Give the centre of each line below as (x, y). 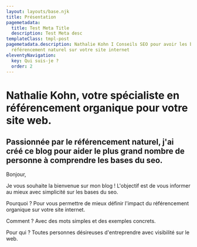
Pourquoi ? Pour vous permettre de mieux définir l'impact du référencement (98, 203)
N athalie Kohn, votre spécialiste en (93, 95)
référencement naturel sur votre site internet (71, 50)
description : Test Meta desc (47, 34)
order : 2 (22, 66)
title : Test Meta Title (40, 28)
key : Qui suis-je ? (35, 61)
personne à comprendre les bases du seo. (84, 160)
